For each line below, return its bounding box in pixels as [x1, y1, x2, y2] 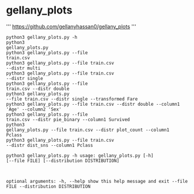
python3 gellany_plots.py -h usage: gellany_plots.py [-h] [6, 152, 154, 159]
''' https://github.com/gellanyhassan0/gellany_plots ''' [6, 23, 136, 30]
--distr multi [6, 65, 41, 71]
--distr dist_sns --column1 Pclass [6, 142, 93, 148]
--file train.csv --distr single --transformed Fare [6, 96, 138, 102]
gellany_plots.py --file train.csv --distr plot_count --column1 [6, 127, 169, 133]
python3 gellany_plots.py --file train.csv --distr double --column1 [6, 101, 180, 107]
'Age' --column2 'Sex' [6, 106, 62, 112]
